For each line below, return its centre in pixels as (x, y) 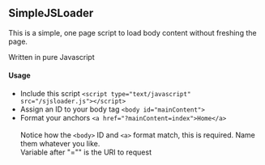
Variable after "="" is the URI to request (86, 152)
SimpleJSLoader (51, 13)
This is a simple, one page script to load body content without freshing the (132, 32)
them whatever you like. (60, 144)
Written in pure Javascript (51, 57)
